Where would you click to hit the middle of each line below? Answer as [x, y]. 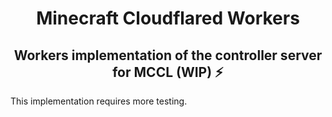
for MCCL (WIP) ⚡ [168, 72]
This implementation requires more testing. [99, 101]
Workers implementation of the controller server [168, 55]
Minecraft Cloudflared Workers [168, 18]
